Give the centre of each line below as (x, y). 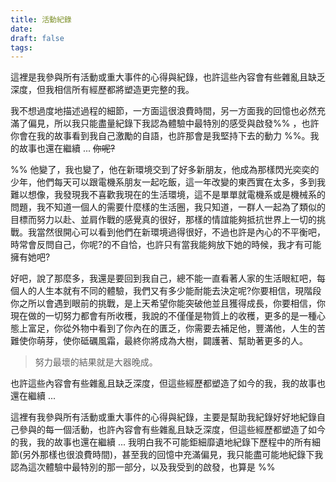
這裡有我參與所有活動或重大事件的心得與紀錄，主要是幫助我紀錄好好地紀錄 (163, 417)
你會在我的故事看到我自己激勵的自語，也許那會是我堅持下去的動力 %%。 (160, 136)
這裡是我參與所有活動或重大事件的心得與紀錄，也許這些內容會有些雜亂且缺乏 (168, 77)
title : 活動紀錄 (41, 19)
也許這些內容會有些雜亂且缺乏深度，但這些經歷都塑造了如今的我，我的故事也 (168, 383)
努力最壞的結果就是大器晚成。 (96, 362)
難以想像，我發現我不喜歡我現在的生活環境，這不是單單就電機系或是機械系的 (168, 195)
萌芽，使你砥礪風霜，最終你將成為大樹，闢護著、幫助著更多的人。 (172, 341)
